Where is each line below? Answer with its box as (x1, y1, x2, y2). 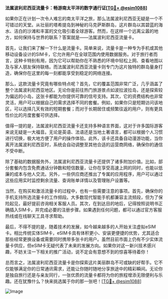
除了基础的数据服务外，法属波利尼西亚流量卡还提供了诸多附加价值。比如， (5, 159, 158, 165)
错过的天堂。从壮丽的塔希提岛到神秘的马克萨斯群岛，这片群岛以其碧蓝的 (9, 22, 158, 28)
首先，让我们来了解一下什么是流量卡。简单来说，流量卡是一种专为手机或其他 (5, 45, 163, 51)
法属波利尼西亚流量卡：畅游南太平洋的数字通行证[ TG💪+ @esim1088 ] (5, 5, 147, 11)
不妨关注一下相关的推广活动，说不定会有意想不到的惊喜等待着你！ (13, 249, 150, 255)
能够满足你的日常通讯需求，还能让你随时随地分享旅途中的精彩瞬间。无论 (9, 266, 158, 271)
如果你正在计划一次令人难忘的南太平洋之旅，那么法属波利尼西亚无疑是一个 (5, 16, 158, 22)
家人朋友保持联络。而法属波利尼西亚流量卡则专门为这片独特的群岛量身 (13, 64, 158, 70)
